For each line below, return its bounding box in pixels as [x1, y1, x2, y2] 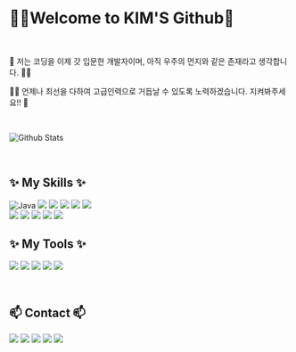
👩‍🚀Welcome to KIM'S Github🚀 [9, 8, 234, 29]
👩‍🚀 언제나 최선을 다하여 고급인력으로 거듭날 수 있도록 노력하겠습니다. [9, 86, 248, 96]
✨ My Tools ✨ [9, 236, 86, 252]
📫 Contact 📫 [9, 305, 86, 320]
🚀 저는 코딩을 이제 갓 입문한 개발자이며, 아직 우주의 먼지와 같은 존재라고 [9, 55, 257, 66]
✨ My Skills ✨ [9, 176, 86, 191]
